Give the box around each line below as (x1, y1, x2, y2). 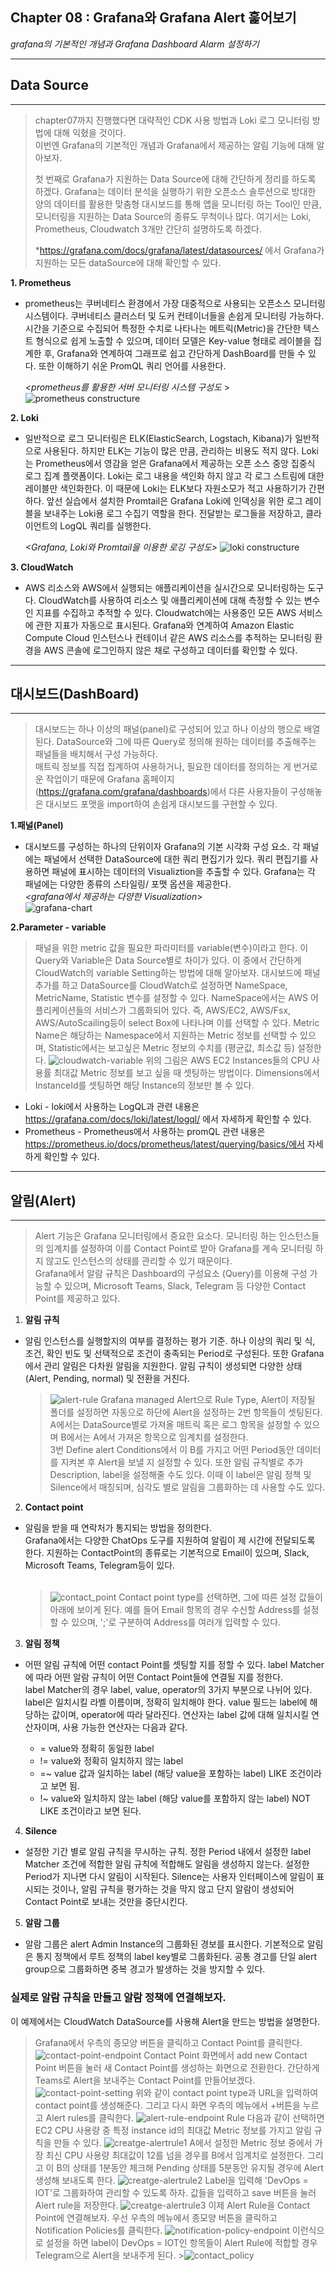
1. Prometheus (10, 276, 72, 288)
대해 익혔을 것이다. (53, 126, 127, 138)
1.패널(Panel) (10, 819, 64, 832)
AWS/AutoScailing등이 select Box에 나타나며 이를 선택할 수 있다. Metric (34, 1017, 320, 1029)
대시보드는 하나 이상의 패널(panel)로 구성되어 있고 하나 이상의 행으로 (34, 723, 302, 735)
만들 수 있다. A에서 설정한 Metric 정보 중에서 (53, 2136, 313, 2148)
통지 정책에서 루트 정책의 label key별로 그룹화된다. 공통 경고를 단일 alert (35, 1951, 318, 1963)
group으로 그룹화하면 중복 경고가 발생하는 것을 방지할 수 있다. (24, 1963, 266, 1975)
